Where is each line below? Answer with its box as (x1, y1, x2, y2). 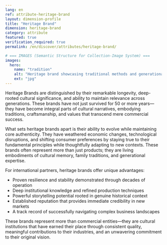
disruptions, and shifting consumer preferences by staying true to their (5, 136, 150, 142)
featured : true (5, 35, 37, 40)
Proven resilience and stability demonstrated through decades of (12, 177, 146, 183)
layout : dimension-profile (5, 16, 61, 21)
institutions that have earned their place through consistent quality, (5, 223, 143, 229)
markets (12, 203, 29, 209)
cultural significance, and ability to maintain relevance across (19, 95, 145, 101)
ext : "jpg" (14, 77, 37, 82)
